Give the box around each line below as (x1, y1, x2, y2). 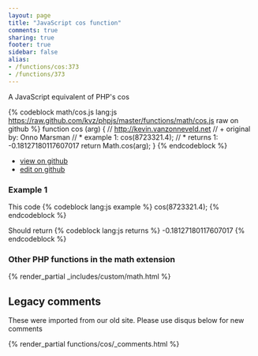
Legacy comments (8, 294, 101, 308)
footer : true (8, 41, 51, 49)
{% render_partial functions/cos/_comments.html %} (8, 339, 180, 349)
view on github (19, 156, 69, 166)
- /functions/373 (8, 70, 65, 78)
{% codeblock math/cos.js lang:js (8, 107, 118, 117)
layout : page (8, 11, 51, 20)
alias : (8, 56, 30, 64)
